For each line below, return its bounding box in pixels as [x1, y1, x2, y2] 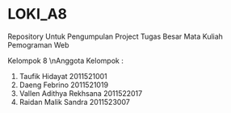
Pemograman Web [7, 40, 69, 49]
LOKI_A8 [7, 5, 68, 23]
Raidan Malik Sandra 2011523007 [19, 97, 130, 107]
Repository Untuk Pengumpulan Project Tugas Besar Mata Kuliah [7, 31, 224, 41]
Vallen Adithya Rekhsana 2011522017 [19, 88, 143, 98]
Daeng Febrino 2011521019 [19, 80, 109, 90]
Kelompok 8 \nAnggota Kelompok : [7, 56, 124, 65]
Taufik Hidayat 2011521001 [19, 71, 107, 81]
